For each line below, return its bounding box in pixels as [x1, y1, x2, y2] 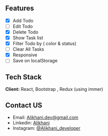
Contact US [5, 101, 42, 110]
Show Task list [12, 35, 43, 41]
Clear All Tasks [12, 46, 44, 52]
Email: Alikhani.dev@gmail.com [12, 114, 79, 120]
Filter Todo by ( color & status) [12, 41, 76, 47]
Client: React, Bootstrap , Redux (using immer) [5, 86, 103, 92]
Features [5, 4, 34, 13]
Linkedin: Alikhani [12, 119, 50, 126]
